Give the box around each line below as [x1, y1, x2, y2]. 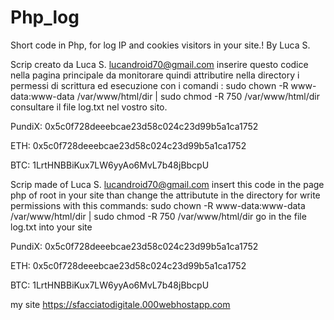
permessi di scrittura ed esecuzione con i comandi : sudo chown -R [10, 79, 289, 91]
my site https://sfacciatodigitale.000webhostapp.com [10, 298, 231, 310]
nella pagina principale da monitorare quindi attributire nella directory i [10, 69, 300, 81]
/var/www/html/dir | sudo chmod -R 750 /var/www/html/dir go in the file [10, 210, 307, 222]
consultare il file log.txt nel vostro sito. [10, 101, 168, 113]
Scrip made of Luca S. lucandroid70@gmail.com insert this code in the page [10, 178, 325, 190]
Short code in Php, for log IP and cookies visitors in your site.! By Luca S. [10, 39, 311, 51]
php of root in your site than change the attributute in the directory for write [10, 189, 321, 201]
